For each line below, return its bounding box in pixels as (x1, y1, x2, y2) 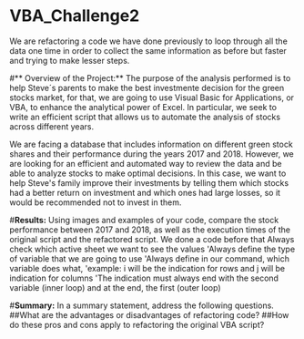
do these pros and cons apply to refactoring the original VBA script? (9, 319, 265, 330)
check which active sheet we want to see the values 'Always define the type (9, 243, 296, 254)
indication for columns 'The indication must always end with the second (9, 272, 279, 283)
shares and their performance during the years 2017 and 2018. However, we (9, 148, 294, 159)
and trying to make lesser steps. (9, 55, 130, 66)
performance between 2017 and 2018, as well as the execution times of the (9, 224, 291, 235)
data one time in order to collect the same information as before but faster (9, 45, 287, 56)
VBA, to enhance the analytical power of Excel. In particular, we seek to (9, 101, 278, 112)
